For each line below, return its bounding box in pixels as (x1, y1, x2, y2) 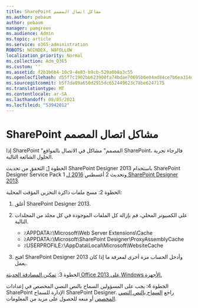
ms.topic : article (6, 36, 51, 42)
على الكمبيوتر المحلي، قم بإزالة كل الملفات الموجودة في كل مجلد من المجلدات (14, 212, 187, 219)
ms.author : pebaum (6, 14, 51, 20)
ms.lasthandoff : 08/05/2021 (6, 96, 75, 102)
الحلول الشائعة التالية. (6, 153, 53, 160)
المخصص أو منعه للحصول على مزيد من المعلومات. (6, 295, 117, 302)
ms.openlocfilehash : (6, 74, 57, 80)
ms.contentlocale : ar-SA (6, 91, 67, 97)
